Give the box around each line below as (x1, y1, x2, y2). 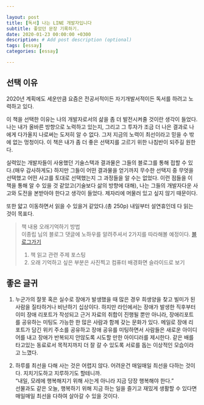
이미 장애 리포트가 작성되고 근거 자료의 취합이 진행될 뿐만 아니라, (15, 311, 168, 318)
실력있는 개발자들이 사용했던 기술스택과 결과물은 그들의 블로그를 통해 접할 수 (6, 159, 187, 166)
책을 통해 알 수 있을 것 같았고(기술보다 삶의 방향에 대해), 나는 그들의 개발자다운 (6, 181, 192, 189)
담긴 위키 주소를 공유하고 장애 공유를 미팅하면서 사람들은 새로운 (31, 326, 181, 333)
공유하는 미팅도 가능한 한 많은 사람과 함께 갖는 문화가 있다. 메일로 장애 (21, 318, 188, 326)
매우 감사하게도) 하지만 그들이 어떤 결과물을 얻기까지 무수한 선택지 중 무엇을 (15, 166, 194, 174)
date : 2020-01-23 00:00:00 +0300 (6, 31, 91, 37)
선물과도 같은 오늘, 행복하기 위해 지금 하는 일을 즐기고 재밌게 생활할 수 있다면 (15, 384, 197, 392)
